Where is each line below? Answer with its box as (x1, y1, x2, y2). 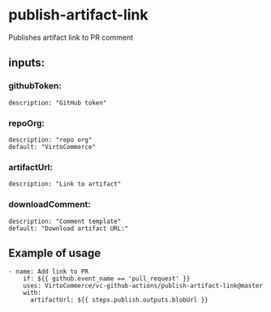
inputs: (8, 56, 45, 70)
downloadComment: (8, 199, 92, 210)
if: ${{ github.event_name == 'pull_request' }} (23, 275, 191, 283)
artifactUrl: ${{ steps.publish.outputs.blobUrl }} (29, 296, 209, 305)
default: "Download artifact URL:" (8, 224, 129, 233)
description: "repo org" (8, 135, 92, 143)
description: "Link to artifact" (8, 180, 122, 188)
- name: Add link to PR (8, 267, 89, 276)
